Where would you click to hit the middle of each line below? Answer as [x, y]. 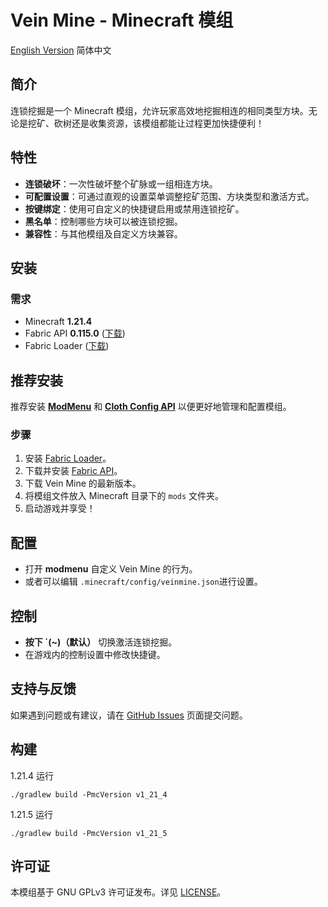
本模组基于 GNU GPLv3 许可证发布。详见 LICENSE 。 [118, 892]
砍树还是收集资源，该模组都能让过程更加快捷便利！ [159, 123]
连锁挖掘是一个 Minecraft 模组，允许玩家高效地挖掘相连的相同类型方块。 [159, 110]
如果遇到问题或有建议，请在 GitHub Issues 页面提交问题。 [129, 715]
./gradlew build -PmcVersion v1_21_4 [89, 794]
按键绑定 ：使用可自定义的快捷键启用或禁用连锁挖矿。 [134, 208]
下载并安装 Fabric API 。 [73, 471]
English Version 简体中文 [61, 50]
